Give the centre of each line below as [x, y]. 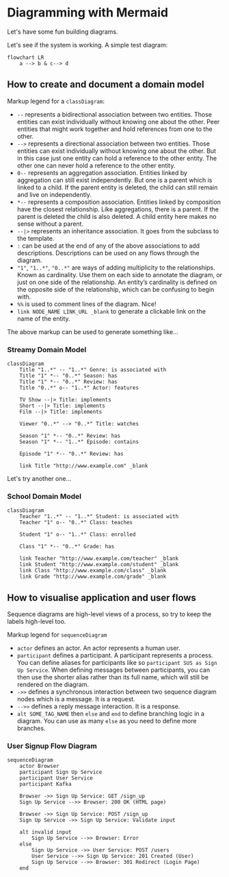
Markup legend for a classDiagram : [56, 101]
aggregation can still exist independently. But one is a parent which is [114, 180]
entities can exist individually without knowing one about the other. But [117, 151]
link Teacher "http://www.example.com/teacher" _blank [99, 559]
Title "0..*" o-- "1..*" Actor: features [79, 388]
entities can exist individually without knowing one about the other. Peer [118, 121]
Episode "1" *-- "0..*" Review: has [72, 454]
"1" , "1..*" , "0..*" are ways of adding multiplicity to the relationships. [116, 267]
